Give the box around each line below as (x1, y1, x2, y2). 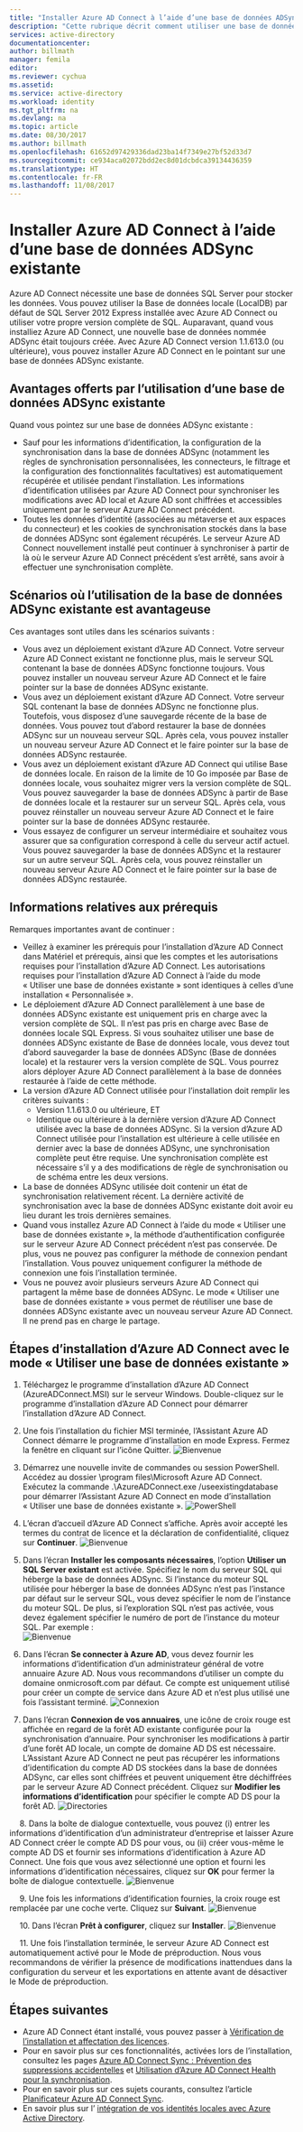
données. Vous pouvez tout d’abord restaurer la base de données (22, 719, 266, 731)
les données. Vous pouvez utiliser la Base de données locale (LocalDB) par (9, 298, 289, 309)
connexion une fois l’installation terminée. (22, 1267, 178, 1278)
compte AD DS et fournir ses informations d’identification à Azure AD (9, 1847, 266, 1858)
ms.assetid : (9, 80, 54, 89)
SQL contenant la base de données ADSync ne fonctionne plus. (22, 700, 259, 711)
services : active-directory (9, 30, 115, 39)
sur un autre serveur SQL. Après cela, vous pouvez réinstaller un (22, 854, 263, 865)
